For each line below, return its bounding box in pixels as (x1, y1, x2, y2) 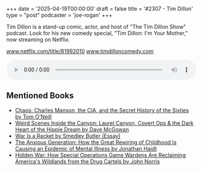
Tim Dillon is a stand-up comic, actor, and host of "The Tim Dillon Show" (6, 23, 186, 30)
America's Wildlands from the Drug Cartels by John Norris (14, 158, 160, 165)
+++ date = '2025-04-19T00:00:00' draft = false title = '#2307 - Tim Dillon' (6, 5, 194, 12)
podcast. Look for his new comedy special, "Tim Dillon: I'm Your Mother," (6, 30, 188, 37)
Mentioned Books (6, 90, 74, 101)
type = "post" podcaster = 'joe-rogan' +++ (6, 11, 113, 19)
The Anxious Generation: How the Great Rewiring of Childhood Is (14, 138, 177, 146)
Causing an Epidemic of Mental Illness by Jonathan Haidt (14, 145, 157, 152)
